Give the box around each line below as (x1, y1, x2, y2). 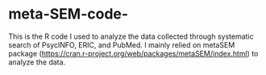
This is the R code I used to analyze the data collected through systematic (8, 31, 254, 41)
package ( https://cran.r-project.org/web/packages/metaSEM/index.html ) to (8, 48, 259, 58)
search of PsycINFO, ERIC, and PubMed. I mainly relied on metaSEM (8, 40, 235, 49)
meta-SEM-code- (8, 5, 129, 23)
